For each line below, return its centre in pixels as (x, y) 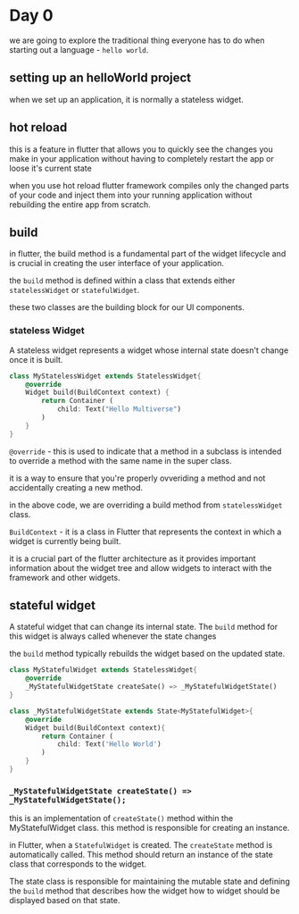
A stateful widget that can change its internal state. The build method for (144, 627)
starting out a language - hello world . (79, 49)
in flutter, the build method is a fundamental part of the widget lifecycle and (148, 254)
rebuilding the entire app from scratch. (80, 204)
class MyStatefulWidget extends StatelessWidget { (104, 670)
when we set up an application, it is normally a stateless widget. (126, 99)
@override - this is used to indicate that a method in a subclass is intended (145, 451)
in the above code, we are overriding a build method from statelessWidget (146, 505)
